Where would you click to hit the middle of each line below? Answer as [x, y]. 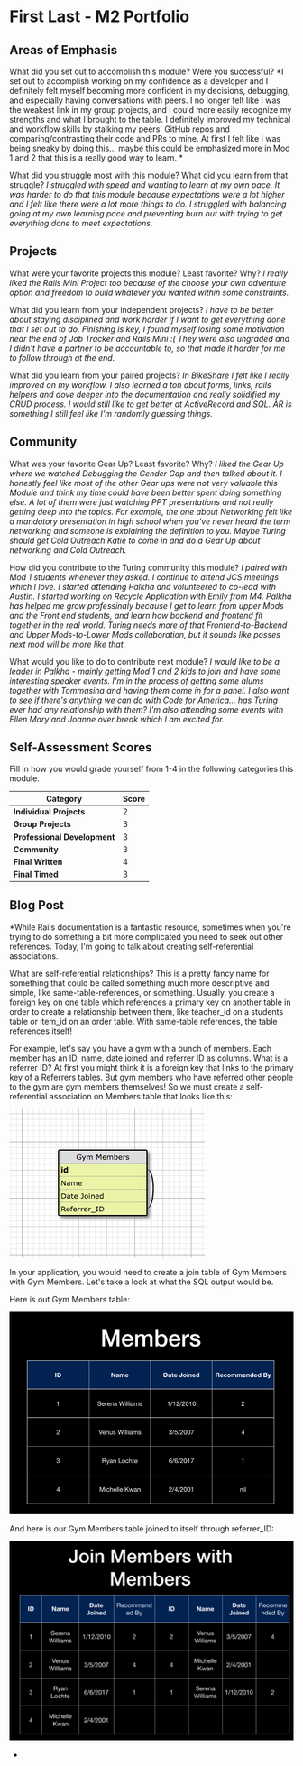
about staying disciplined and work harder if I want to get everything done [147, 319]
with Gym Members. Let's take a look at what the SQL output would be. [142, 1282]
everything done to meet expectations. [81, 223]
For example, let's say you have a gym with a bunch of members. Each [141, 1048]
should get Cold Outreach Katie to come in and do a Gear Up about [135, 540]
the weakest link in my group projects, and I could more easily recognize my [151, 110]
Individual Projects [49, 812]
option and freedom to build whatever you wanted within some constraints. [149, 292]
